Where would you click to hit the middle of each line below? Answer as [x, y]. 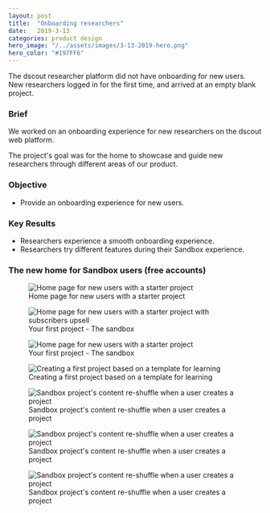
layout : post [30, 16]
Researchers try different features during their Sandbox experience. [132, 249]
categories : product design [55, 38]
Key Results [32, 224]
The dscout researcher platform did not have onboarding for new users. [127, 76]
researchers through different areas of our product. [93, 164]
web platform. [31, 140]
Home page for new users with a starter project [107, 296]
